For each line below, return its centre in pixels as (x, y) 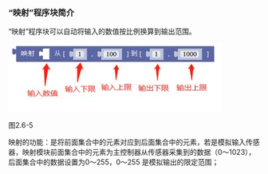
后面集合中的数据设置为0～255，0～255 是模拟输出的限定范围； (114, 162)
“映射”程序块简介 (41, 12)
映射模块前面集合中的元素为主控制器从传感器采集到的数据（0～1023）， (139, 152)
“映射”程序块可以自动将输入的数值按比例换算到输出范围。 (102, 32)
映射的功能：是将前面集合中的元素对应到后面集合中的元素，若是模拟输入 (127, 142)
